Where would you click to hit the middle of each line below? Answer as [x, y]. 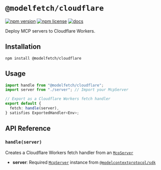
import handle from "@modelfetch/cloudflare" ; [54, 85]
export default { [23, 104]
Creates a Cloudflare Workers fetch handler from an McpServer [69, 152]
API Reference [28, 129]
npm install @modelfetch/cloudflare [43, 58]
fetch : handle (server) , [34, 108]
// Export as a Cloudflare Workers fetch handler [58, 99]
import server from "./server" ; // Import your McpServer [67, 90]
